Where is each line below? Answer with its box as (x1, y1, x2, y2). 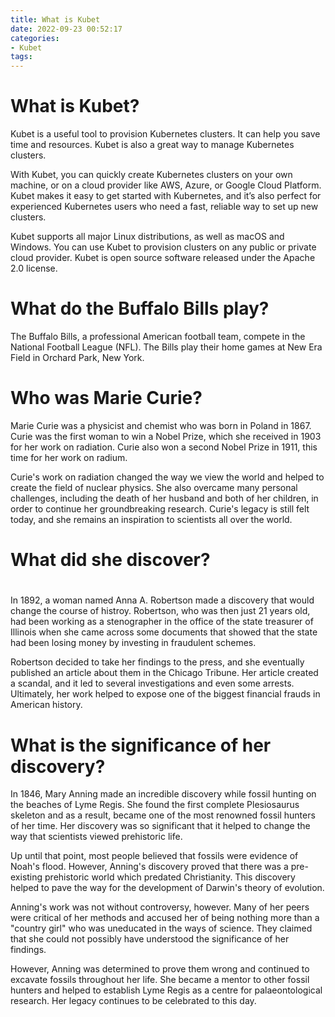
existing (10, 871, 43, 883)
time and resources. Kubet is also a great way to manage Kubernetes (10, 139, 295, 151)
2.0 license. (10, 262, 58, 275)
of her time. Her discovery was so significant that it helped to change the (10, 820, 311, 832)
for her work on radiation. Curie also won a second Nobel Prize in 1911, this (10, 441, 318, 453)
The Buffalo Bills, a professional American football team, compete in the (10, 331, 306, 342)
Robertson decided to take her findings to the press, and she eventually (10, 656, 305, 668)
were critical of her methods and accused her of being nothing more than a (10, 912, 320, 924)
